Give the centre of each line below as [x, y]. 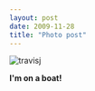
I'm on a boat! [36, 78]
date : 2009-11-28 [42, 26]
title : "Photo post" [48, 35]
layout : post [34, 18]
